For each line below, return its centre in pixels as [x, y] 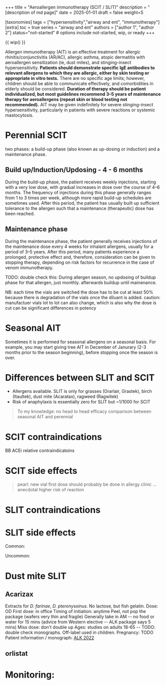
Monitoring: [30, 675]
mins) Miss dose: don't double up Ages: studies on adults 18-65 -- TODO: [80, 627]
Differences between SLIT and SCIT [80, 378]
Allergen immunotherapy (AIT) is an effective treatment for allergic [73, 52]
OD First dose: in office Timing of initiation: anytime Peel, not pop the [76, 611]
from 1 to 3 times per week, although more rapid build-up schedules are [78, 198]
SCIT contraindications [54, 437]
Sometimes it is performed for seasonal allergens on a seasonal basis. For [81, 342]
